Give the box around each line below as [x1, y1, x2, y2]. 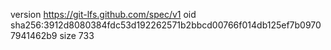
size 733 [59, 30, 95, 41]
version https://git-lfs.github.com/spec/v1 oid [10, 9, 197, 20]
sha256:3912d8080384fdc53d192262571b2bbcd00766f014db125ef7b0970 [10, 19, 322, 31]
